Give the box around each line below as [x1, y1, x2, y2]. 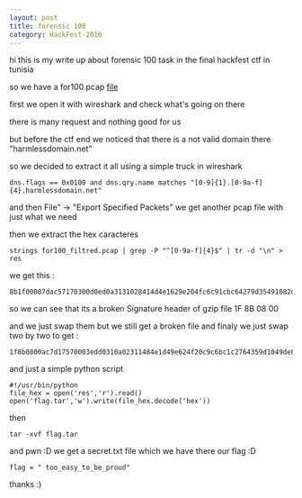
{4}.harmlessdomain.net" [9, 186, 102, 195]
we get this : [9, 270, 56, 281]
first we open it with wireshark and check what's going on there [9, 99, 245, 110]
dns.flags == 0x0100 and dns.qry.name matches [9, 178, 187, 187]
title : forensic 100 [9, 22, 87, 31]
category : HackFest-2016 [9, 30, 102, 39]
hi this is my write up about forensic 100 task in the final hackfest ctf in [9, 55, 271, 66]
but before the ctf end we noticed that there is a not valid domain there [9, 134, 271, 145]
